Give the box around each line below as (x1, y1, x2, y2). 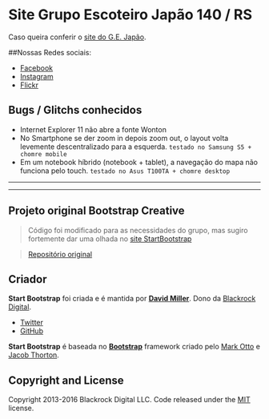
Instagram (19, 71, 54, 81)
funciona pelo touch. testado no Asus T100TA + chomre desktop (19, 166, 231, 175)
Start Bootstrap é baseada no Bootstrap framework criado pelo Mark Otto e (8, 342, 260, 352)
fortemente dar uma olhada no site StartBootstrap (27, 234, 192, 244)
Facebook (19, 62, 54, 73)
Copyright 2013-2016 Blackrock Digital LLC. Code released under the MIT (8, 395, 251, 405)
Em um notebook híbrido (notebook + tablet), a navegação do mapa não (19, 157, 259, 167)
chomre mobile (19, 150, 67, 158)
